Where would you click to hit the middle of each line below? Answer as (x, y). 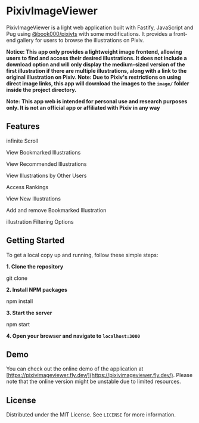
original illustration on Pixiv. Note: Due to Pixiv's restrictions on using (94, 77)
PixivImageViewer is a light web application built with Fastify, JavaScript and (100, 27)
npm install (20, 301)
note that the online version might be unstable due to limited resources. (94, 382)
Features (23, 126)
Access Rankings (27, 187)
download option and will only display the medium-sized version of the (96, 64)
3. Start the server (29, 313)
